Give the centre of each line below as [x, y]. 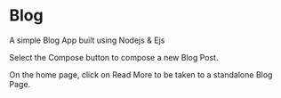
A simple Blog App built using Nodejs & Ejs [87, 40]
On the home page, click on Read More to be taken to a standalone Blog [141, 74]
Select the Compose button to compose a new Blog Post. [114, 57]
